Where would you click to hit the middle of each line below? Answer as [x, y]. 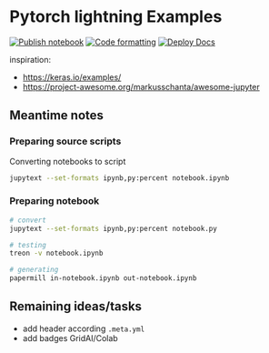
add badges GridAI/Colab [70, 338]
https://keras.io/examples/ [72, 77]
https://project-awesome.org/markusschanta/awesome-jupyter [141, 86]
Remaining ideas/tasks [76, 307]
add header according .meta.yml [84, 328]
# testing [28, 245]
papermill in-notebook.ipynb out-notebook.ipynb [103, 278]
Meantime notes [57, 116]
